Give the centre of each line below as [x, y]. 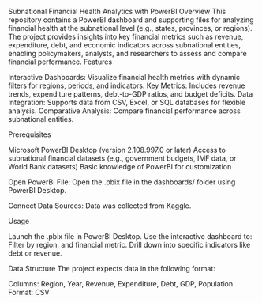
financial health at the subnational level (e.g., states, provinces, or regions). [130, 28]
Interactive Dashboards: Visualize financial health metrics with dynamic [124, 77]
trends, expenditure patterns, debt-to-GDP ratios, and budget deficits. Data [131, 94]
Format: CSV [29, 292]
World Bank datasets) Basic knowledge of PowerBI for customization [120, 167]
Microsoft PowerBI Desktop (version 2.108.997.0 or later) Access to [117, 150]
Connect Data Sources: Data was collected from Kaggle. [100, 206]
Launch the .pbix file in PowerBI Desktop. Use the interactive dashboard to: [130, 236]
